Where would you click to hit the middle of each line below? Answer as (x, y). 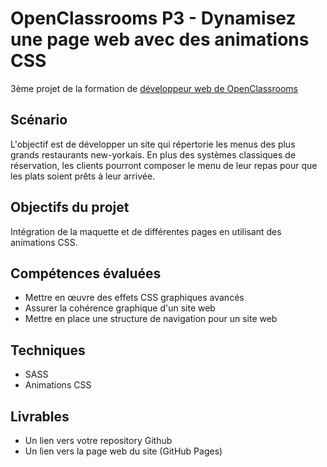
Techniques (48, 350)
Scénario (39, 120)
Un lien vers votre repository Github (98, 440)
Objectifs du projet (70, 207)
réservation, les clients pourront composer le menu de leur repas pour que (164, 165)
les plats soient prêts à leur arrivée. (83, 176)
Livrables (40, 416)
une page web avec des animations (160, 39)
